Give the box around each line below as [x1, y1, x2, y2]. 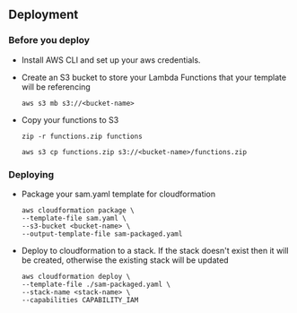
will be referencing [21, 81, 91, 92]
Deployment [8, 7, 79, 22]
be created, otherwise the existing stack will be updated [21, 255, 230, 265]
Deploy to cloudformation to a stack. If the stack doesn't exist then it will [21, 245, 289, 256]
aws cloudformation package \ [21, 205, 135, 214]
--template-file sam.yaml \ [21, 213, 127, 222]
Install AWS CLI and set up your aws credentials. [21, 54, 201, 65]
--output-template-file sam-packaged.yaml [21, 229, 183, 239]
